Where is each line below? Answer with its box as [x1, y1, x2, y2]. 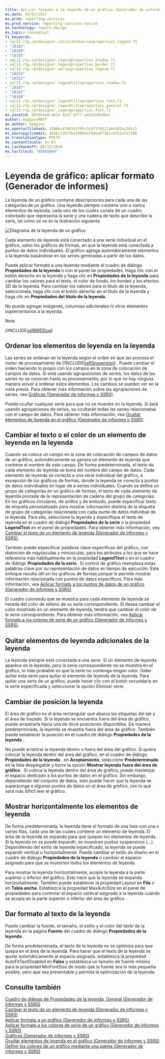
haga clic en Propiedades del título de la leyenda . [5, 293, 107, 299]
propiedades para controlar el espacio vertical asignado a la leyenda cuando [5, 890, 160, 896]
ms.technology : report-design [5, 26, 67, 31]
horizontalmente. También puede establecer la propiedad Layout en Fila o [5, 879, 155, 886]
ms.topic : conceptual [5, 30, 50, 35]
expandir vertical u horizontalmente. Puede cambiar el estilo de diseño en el [5, 849, 159, 855]
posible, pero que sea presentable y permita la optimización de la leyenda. [5, 969, 156, 975]
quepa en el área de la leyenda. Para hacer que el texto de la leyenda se [5, 948, 151, 954]
